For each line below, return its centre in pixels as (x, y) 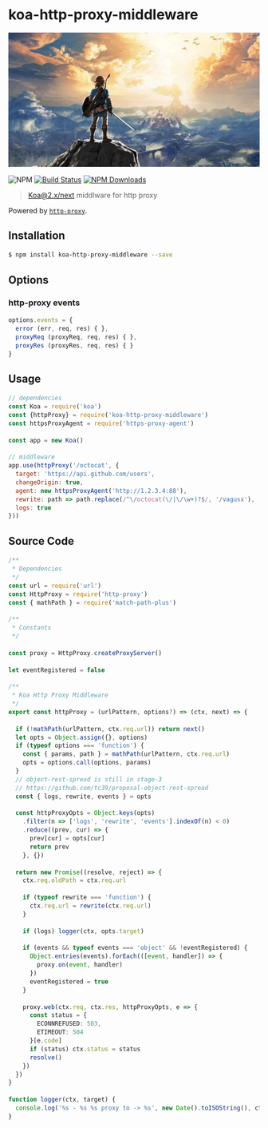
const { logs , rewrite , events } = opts (83, 796)
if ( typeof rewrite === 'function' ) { (87, 898)
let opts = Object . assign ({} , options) (82, 737)
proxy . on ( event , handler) (80, 965)
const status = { (58, 1015)
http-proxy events (44, 303)
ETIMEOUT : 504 (60, 1032)
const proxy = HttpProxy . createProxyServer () (85, 653)
